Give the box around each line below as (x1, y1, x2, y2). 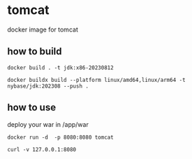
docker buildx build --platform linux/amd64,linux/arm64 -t (7, 76, 186, 83)
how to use (7, 102, 57, 113)
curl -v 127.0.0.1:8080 (7, 146, 77, 153)
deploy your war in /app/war (7, 120, 89, 128)
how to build (7, 46, 62, 57)
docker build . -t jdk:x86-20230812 (7, 64, 114, 71)
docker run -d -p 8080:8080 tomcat (7, 134, 114, 141)
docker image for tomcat (7, 25, 78, 34)
